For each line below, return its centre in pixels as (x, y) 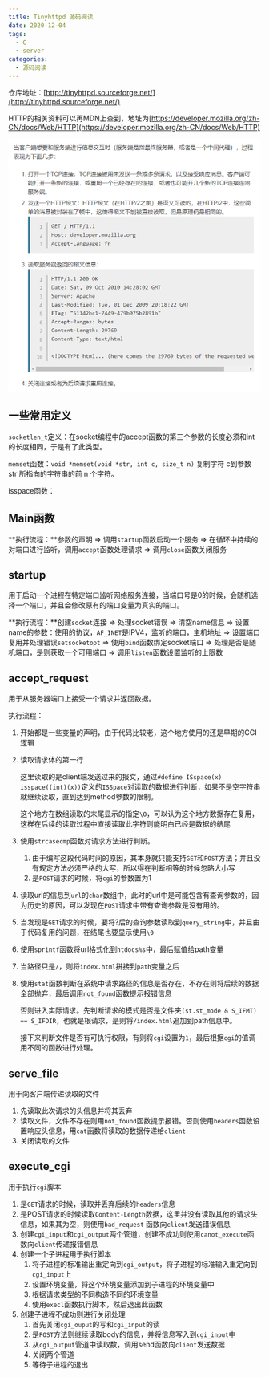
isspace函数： (32, 490)
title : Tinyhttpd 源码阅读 (51, 17)
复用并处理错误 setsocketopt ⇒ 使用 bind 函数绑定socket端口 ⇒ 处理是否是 (129, 643)
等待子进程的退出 (60, 1364)
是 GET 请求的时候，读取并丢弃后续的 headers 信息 (98, 1204)
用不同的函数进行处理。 (58, 1048)
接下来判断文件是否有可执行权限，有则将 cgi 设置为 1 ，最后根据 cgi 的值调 (138, 1038)
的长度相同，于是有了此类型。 (57, 446)
